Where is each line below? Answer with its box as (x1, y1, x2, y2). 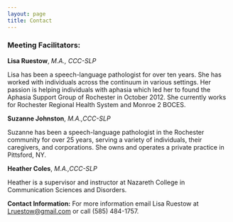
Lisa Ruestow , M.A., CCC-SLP (7, 56, 97, 65)
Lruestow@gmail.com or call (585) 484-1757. (7, 206, 139, 215)
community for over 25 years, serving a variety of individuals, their (7, 135, 202, 144)
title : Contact (7, 17, 53, 24)
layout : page (7, 10, 46, 18)
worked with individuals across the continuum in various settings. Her (7, 77, 211, 86)
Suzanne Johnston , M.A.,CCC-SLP (7, 114, 112, 123)
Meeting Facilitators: (7, 40, 81, 50)
